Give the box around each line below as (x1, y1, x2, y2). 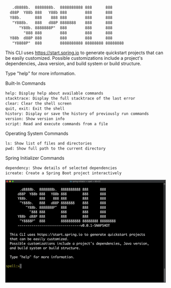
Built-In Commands (5, 80, 46, 86)
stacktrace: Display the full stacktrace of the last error (5, 96, 136, 101)
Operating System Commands (5, 130, 69, 136)
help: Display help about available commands (5, 91, 103, 96)
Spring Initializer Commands (5, 155, 65, 161)
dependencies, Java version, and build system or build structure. (5, 61, 141, 66)
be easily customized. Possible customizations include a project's (5, 55, 143, 61)
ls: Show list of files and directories (5, 141, 93, 146)
